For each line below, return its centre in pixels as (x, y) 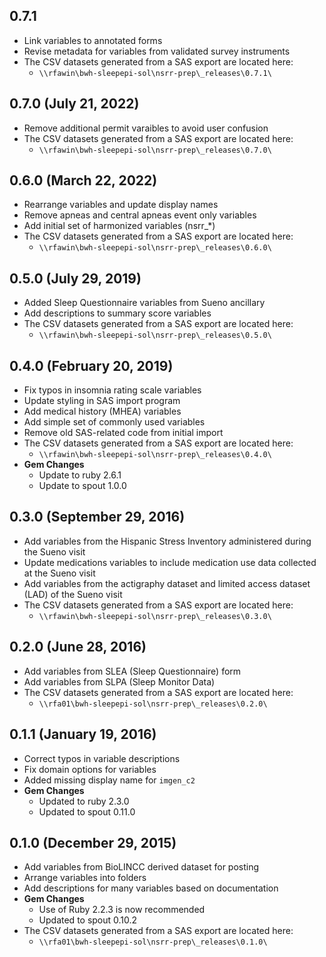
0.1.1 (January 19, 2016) (83, 734)
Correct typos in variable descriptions (102, 758)
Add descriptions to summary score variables (117, 313)
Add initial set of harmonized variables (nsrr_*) (119, 226)
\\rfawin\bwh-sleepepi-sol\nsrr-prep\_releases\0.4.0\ (155, 455)
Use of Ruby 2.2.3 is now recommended (122, 910)
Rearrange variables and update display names (121, 205)
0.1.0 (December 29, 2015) (93, 842)
